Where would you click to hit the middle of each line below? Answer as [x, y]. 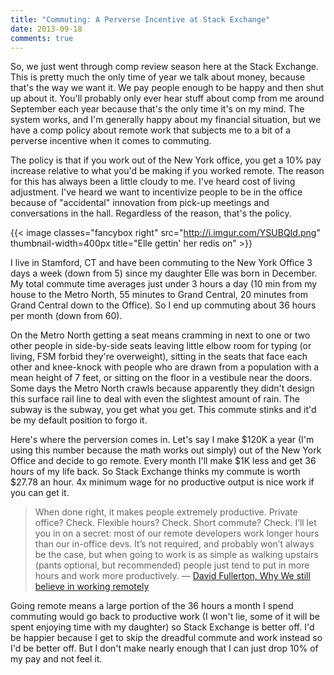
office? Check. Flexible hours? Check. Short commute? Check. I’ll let [175, 523]
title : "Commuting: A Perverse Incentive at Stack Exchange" [140, 19]
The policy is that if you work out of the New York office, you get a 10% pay [166, 160]
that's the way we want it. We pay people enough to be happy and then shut [167, 88]
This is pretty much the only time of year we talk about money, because [158, 77]
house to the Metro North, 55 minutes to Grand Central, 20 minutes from [159, 295]
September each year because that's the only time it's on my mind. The [157, 109]
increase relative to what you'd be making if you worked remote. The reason [167, 171]
